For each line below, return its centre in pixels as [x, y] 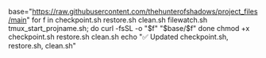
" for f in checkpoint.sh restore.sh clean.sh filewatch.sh [117, 20]
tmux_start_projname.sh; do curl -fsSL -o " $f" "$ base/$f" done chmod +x [129, 28]
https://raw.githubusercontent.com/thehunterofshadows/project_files [145, 12]
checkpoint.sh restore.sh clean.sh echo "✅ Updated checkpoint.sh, [118, 37]
